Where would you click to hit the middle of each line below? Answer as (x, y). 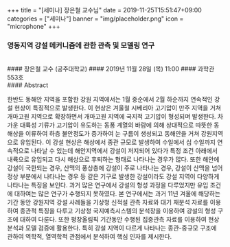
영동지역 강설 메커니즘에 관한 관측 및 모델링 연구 (81, 45)
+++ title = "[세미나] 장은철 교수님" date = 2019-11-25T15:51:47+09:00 (105, 10)
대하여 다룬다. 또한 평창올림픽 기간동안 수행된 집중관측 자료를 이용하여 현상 (119, 220)
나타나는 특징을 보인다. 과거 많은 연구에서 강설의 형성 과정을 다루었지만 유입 (108, 185)
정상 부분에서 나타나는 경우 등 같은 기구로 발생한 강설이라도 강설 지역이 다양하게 (113, 176)
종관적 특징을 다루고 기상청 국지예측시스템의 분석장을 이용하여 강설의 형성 (118, 211)
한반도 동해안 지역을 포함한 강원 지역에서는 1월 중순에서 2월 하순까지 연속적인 (110, 99)
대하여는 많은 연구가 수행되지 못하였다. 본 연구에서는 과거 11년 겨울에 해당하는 (117, 193)
